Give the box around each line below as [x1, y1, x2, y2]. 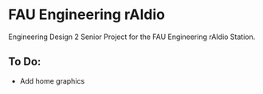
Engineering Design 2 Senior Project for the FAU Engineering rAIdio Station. [8, 32, 256, 41]
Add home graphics [19, 76, 85, 85]
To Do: [8, 55, 41, 69]
